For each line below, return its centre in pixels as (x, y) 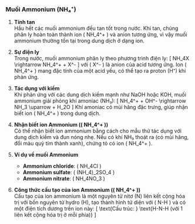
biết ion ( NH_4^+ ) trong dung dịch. (57, 113)
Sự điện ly (26, 52)
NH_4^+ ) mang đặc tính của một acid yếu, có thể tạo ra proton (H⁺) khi (100, 71)
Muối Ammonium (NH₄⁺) (41, 9)
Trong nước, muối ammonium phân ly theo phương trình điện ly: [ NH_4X (102, 59)
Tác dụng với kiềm (37, 89)
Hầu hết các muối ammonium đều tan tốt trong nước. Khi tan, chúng (96, 28)
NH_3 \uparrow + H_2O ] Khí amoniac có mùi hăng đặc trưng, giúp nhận (101, 107)
